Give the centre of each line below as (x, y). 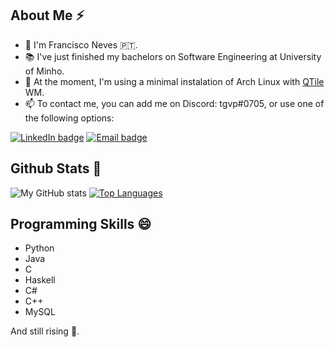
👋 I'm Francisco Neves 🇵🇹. (81, 44)
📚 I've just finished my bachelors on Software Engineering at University (173, 56)
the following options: (69, 118)
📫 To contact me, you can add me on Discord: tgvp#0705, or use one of (174, 103)
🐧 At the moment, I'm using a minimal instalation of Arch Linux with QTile (174, 81)
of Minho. (44, 71)
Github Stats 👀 (56, 168)
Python (39, 248)
